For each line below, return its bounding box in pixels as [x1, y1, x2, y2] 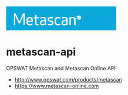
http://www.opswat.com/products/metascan [14, 76, 122, 83]
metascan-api [6, 45, 76, 59]
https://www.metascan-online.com [14, 82, 99, 89]
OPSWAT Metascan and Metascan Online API [6, 65, 116, 72]
